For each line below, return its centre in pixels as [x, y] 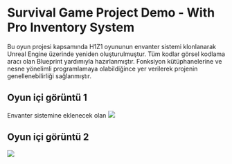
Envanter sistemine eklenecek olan [57, 115]
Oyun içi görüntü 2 [48, 137]
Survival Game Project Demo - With [111, 13]
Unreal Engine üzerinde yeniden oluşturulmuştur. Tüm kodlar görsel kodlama [116, 54]
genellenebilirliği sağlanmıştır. [50, 76]
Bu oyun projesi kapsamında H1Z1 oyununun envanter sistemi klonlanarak [112, 46]
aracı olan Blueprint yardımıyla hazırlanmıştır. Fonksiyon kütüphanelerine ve [115, 61]
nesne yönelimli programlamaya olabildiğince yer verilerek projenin [102, 69]
